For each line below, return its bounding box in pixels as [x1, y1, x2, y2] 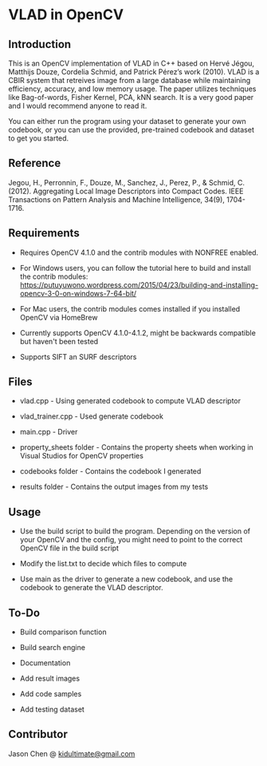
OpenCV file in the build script [19, 543, 120, 553]
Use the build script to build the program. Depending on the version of [19, 526, 251, 536]
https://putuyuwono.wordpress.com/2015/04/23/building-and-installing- [19, 280, 259, 289]
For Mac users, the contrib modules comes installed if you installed [19, 304, 241, 313]
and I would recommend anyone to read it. [8, 101, 147, 110]
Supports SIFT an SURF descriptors [19, 351, 137, 361]
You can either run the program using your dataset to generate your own [8, 117, 246, 125]
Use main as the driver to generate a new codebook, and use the [19, 574, 234, 584]
